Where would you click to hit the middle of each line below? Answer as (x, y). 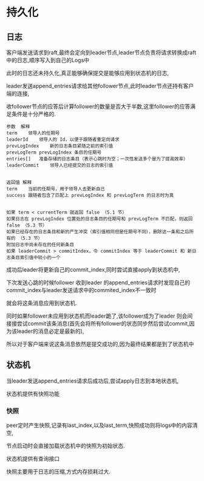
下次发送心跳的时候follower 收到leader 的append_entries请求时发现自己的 (98, 282)
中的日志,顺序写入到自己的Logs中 (48, 60)
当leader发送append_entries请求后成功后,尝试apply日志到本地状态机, (93, 381)
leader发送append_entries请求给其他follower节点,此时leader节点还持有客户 (100, 86)
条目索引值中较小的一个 (36, 258)
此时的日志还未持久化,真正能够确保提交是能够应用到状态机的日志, (88, 73)
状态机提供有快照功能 (33, 394)
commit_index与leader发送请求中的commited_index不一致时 (81, 290)
